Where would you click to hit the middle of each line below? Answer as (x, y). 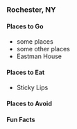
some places (35, 42)
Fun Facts (21, 119)
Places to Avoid (29, 103)
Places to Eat (26, 72)
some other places (43, 49)
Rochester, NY (31, 10)
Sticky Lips (32, 87)
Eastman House (39, 56)
